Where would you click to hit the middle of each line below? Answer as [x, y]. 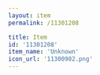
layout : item [30, 15]
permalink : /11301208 [44, 23]
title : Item [28, 37]
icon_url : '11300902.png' [50, 59]
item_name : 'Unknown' [44, 52]
